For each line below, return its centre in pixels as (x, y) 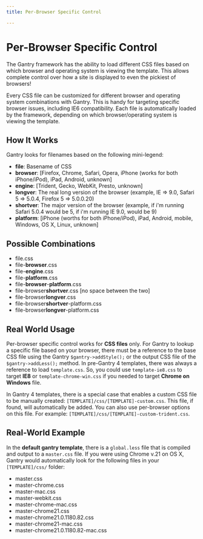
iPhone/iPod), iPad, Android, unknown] (63, 179)
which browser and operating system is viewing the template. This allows (98, 70)
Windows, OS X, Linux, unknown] (57, 225)
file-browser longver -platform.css (57, 310)
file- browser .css (36, 265)
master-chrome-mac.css (46, 504)
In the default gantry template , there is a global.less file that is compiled (98, 447)
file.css (24, 258)
